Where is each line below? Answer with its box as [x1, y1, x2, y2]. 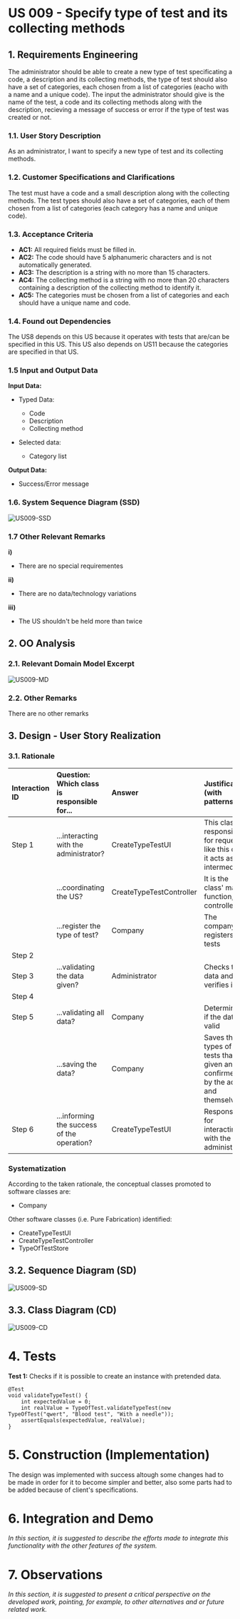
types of [204, 1041, 232, 1051]
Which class [56, 778, 100, 788]
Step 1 [11, 840, 34, 850]
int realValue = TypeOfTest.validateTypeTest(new [21, 1404, 172, 1411]
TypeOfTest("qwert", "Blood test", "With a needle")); [8, 1411, 174, 1418]
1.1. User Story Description [8, 131, 102, 141]
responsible [56, 796, 98, 806]
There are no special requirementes [18, 562, 124, 570]
